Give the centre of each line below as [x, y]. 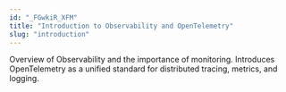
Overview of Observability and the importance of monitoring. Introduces [142, 60]
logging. [25, 79]
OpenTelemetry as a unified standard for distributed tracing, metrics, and [143, 69]
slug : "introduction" [50, 34]
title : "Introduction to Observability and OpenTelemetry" [122, 26]
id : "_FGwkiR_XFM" [43, 17]
